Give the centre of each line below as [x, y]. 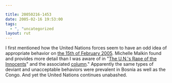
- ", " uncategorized [32, 29]
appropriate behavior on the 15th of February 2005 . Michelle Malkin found [83, 53]
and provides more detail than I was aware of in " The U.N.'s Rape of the [81, 59]
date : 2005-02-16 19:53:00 [34, 19]
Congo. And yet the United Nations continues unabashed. [66, 75]
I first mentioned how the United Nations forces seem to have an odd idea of [86, 48]
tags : [11, 24]
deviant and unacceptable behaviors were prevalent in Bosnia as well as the [85, 70]
